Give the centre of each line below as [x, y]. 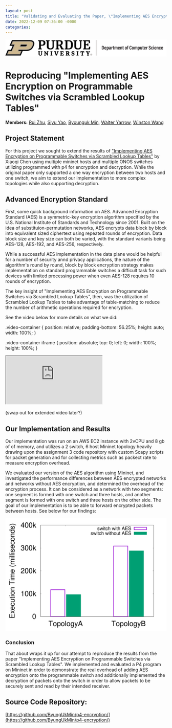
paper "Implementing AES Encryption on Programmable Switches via [78, 659]
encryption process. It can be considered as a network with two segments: [84, 489]
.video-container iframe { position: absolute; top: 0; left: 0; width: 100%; [81, 343]
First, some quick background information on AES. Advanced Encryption [82, 212]
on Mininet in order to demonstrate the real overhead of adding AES [77, 670]
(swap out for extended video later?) [44, 413]
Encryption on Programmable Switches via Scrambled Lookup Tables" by [82, 156]
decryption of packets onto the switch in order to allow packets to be [78, 680]
